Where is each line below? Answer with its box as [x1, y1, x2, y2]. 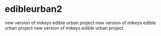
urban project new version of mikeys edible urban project [5, 25, 124, 31]
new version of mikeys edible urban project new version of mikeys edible [5, 20, 156, 26]
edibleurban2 [5, 3, 62, 15]
